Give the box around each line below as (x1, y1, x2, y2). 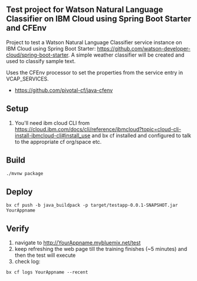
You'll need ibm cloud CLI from (14, 119, 90, 126)
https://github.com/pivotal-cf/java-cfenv (14, 87, 113, 94)
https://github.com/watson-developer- (97, 45, 191, 52)
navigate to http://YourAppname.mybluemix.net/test (14, 239, 141, 246)
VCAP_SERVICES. (6, 75, 49, 82)
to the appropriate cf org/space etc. (14, 138, 102, 145)
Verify (6, 223, 29, 233)
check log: (14, 258, 41, 265)
